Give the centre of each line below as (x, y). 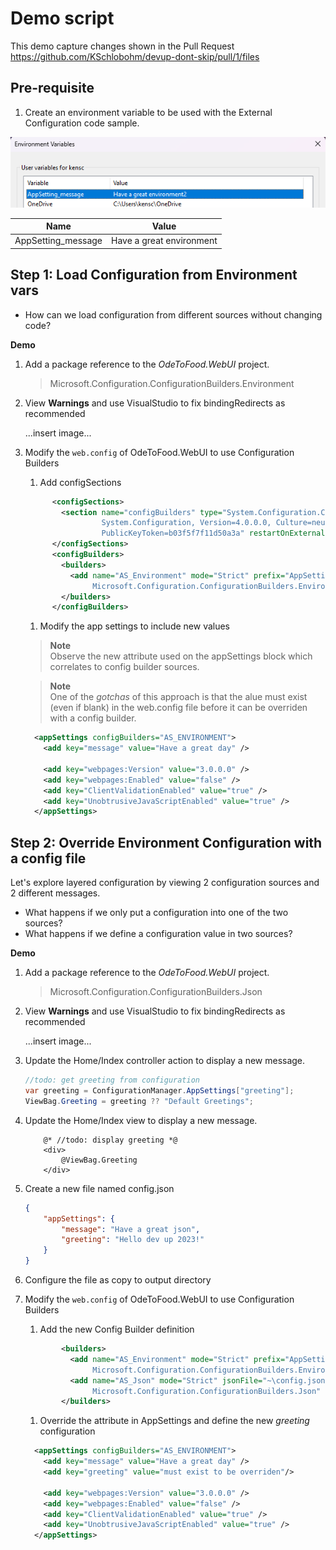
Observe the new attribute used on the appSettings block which (181, 656)
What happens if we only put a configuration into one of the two (156, 913)
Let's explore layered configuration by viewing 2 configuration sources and (165, 883)
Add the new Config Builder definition (117, 1329)
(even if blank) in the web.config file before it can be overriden (178, 708)
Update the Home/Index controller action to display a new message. (165, 1061)
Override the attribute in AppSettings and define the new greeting (174, 1421)
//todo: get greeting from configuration (112, 1080)
